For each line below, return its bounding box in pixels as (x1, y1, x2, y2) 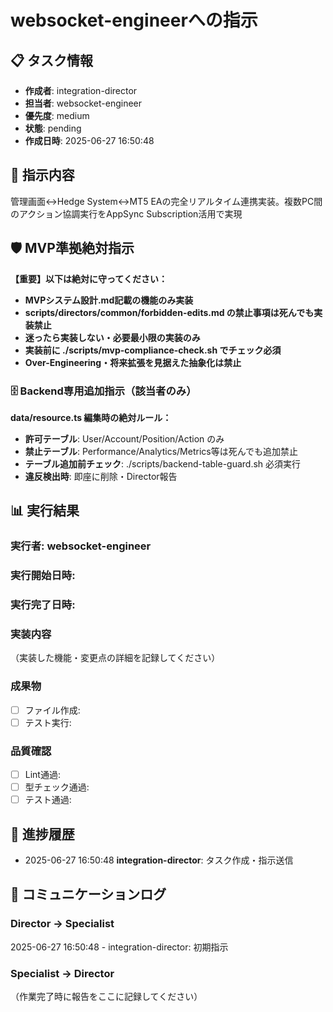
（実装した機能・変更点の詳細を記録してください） (10, 652, 221, 664)
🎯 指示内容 (10, 167, 75, 184)
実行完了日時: (10, 598, 76, 612)
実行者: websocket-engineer (10, 539, 152, 553)
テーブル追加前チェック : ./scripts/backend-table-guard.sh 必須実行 (24, 457, 302, 470)
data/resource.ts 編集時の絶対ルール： (10, 411, 172, 423)
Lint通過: (24, 769, 61, 781)
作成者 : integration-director (24, 85, 138, 96)
